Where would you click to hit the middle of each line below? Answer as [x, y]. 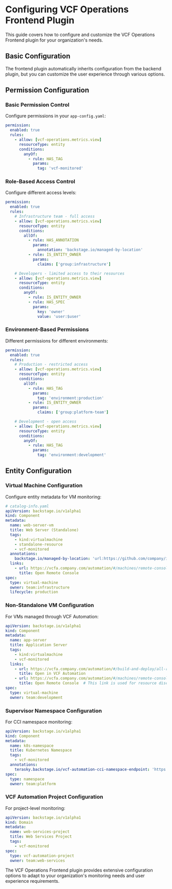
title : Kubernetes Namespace [41, 750]
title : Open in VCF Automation [52, 674]
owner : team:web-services [38, 860]
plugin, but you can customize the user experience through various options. [85, 74]
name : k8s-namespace [32, 746]
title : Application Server [39, 645]
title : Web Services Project [41, 837]
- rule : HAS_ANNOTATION [53, 240]
